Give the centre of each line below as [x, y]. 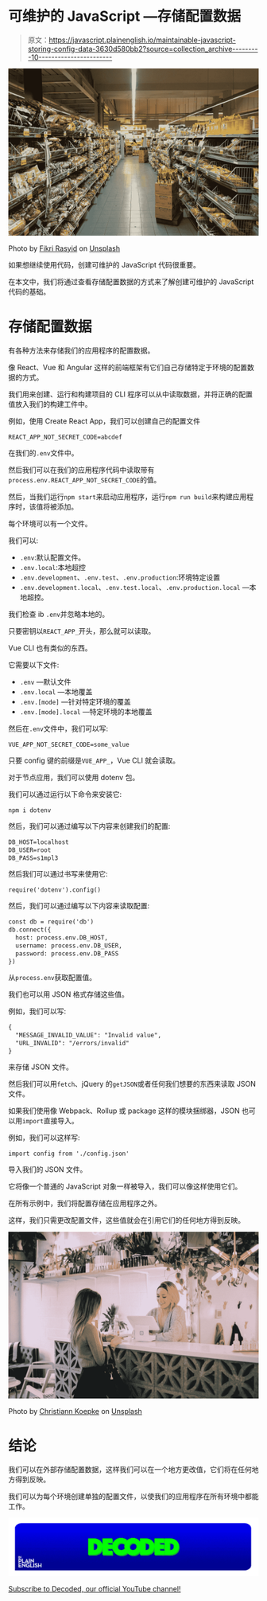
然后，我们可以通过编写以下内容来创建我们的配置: [89, 826]
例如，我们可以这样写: [44, 1137]
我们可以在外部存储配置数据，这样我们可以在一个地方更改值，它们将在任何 [130, 1470]
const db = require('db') [51, 922]
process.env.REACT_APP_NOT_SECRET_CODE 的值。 [85, 479]
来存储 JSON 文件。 [41, 1067]
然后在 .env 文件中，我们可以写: [58, 728]
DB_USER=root [30, 850]
